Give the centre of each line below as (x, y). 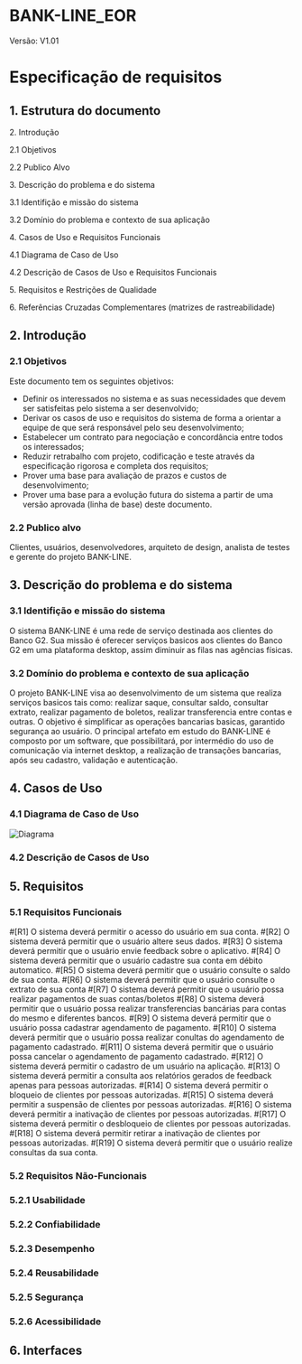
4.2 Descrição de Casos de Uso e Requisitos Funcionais (113, 272)
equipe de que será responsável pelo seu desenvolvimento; (133, 427)
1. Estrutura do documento (85, 111)
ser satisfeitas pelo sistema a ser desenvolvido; (110, 408)
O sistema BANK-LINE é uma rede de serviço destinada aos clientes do (141, 631)
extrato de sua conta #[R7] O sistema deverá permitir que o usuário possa (147, 989)
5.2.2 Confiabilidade (55, 1224)
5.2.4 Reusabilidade (54, 1273)
